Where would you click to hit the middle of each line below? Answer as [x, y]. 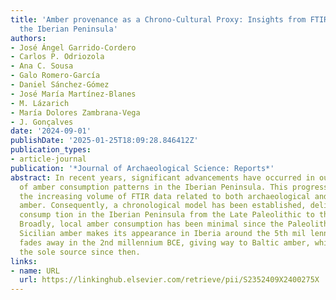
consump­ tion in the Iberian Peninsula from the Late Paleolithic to [167, 215]
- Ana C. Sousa [42, 66]
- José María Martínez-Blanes [73, 94]
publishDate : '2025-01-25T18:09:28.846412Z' [104, 141]
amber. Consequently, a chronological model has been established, [163, 206]
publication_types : [51, 150]
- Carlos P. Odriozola [57, 57]
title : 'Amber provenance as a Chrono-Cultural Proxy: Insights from [158, 19]
